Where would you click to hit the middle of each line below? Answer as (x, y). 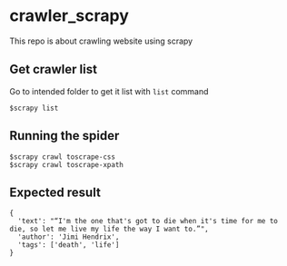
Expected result (55, 192)
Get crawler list (54, 69)
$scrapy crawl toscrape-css (63, 157)
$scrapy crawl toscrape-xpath (67, 164)
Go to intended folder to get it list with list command (109, 91)
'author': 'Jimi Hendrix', (69, 237)
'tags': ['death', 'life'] (69, 245)
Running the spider (64, 136)
